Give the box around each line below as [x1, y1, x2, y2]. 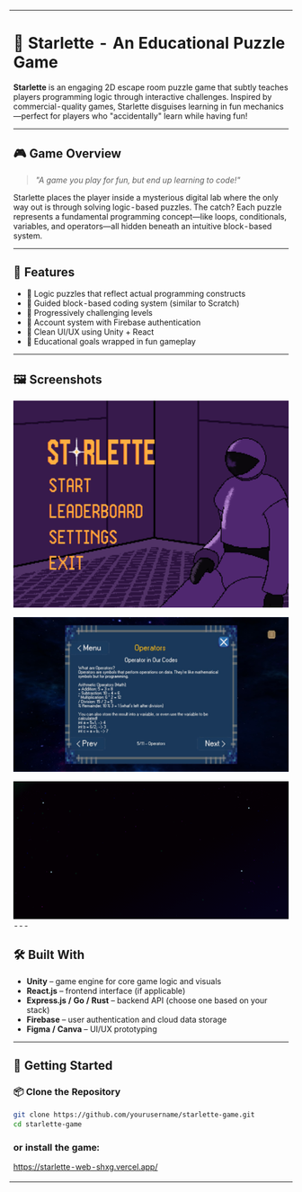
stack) [26, 1004, 50, 1015]
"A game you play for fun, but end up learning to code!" [35, 175, 241, 185]
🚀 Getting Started [13, 1058, 113, 1073]
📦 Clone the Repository [13, 1085, 121, 1098]
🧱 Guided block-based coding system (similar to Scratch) [26, 298, 240, 309]
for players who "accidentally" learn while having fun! [49, 110, 248, 121]
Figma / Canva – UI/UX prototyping [26, 1023, 157, 1035]
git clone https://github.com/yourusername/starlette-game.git [13, 1110, 255, 1120]
